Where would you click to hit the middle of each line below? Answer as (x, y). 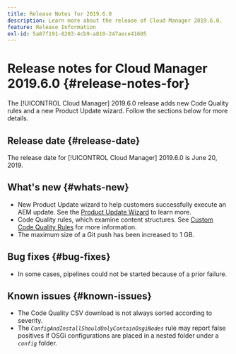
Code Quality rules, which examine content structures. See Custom (115, 219)
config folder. (37, 343)
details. (18, 118)
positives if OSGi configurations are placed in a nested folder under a (118, 336)
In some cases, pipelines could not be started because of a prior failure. (122, 274)
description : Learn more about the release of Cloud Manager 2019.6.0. (115, 21)
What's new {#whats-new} (68, 187)
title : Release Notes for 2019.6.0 (60, 14)
